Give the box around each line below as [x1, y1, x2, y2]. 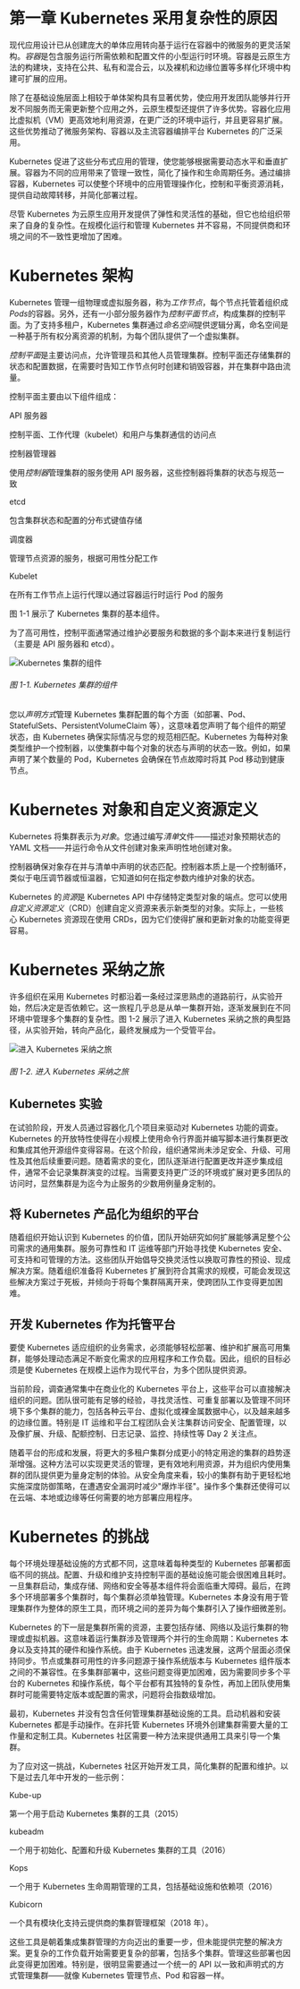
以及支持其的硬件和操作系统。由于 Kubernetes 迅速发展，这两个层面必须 [16, 1644, 283, 1655]
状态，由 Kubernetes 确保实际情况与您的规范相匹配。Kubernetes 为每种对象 [9, 732, 288, 742]
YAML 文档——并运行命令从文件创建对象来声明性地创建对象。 [9, 843, 237, 853]
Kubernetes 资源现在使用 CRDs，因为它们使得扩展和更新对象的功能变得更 [19, 914, 290, 925]
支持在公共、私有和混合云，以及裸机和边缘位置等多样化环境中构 [55, 62, 291, 73]
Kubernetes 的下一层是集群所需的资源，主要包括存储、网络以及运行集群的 [9, 1622, 281, 1633]
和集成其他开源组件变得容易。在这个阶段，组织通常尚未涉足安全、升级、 [9, 1144, 275, 1155]
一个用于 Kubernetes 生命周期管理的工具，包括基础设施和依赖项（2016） [9, 1882, 278, 1892]
